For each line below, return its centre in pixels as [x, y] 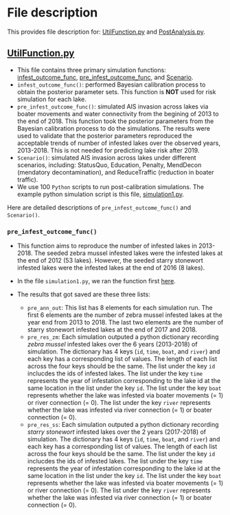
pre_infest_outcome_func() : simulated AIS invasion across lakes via [113, 106]
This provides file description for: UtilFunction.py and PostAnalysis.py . [106, 32]
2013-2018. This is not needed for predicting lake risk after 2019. [108, 150]
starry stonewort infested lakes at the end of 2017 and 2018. [112, 330]
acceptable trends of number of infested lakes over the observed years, [119, 143]
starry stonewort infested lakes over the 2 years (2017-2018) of [117, 432]
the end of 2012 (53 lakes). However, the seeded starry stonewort [110, 261]
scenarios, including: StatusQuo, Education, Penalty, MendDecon [109, 165]
